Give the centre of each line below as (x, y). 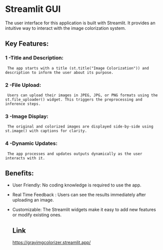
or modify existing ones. (37, 215)
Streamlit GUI (33, 9)
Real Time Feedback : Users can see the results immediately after (79, 195)
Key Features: (27, 44)
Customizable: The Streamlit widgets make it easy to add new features (84, 210)
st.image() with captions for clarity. (46, 131)
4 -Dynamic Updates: (31, 143)
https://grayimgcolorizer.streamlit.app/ (51, 243)
